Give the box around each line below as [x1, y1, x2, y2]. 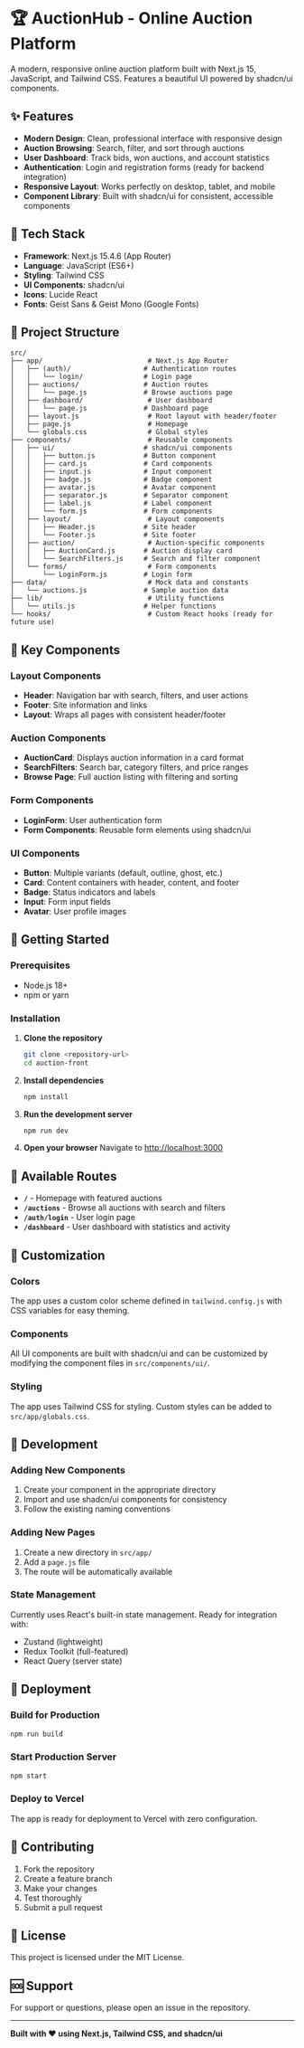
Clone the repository [23, 1032, 103, 1043]
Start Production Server [10, 1750, 116, 1763]
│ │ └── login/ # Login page [10, 373, 193, 382]
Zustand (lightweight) [23, 1636, 104, 1647]
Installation [10, 1011, 61, 1024]
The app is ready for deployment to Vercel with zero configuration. [10, 1813, 258, 1824]
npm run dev [23, 1126, 69, 1135]
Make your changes [23, 1882, 97, 1893]
